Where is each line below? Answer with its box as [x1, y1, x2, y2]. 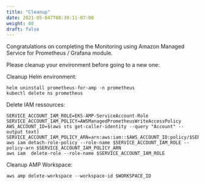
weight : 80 [6, 20, 34, 26]
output [6, 129, 23, 135]
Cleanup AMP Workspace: [6, 161, 73, 168]
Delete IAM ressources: [6, 101, 65, 108]
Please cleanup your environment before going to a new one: [6, 61, 160, 69]
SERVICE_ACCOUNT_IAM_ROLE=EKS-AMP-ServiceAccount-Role [6, 113, 149, 119]
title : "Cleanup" [6, 9, 51, 15]
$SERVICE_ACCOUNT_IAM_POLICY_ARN [36, 145, 121, 151]
